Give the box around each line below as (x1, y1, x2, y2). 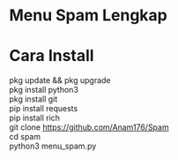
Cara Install (9, 46, 94, 66)
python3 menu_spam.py (9, 141, 97, 151)
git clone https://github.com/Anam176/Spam (9, 122, 169, 133)
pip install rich (9, 112, 60, 124)
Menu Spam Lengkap (9, 5, 167, 26)
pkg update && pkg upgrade (9, 75, 112, 86)
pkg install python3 (9, 85, 79, 95)
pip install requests (9, 103, 78, 114)
